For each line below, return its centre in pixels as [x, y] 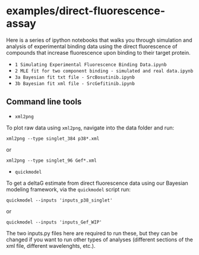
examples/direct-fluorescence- [86, 11]
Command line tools [44, 102]
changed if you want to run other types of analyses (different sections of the [99, 240]
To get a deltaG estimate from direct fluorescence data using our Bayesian [97, 183]
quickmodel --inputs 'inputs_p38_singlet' [59, 200]
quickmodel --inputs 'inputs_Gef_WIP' [54, 222]
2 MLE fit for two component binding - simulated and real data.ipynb [104, 71]
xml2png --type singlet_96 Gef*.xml [51, 160]
